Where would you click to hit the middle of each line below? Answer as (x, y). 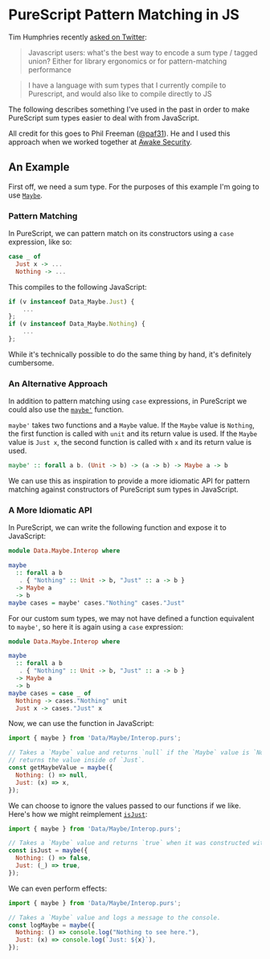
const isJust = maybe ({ (48, 851)
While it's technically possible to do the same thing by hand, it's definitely (130, 354)
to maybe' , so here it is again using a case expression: (96, 626)
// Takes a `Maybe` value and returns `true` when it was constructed (129, 843)
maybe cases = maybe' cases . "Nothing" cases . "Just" (96, 603)
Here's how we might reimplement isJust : (78, 814)
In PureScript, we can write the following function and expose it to (117, 528)
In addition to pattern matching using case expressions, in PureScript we (128, 401)
